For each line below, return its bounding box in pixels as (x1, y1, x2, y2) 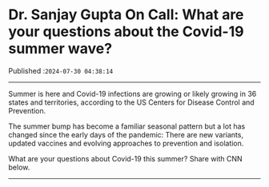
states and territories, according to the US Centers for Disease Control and (8, 97, 255, 107)
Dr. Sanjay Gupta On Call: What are (8, 6, 244, 24)
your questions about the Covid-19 (8, 22, 244, 41)
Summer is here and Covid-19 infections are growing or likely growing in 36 (8, 89, 257, 98)
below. (8, 162, 30, 172)
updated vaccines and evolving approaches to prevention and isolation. (8, 138, 244, 148)
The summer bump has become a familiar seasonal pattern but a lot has (8, 121, 246, 131)
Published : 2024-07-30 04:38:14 (8, 66, 114, 75)
